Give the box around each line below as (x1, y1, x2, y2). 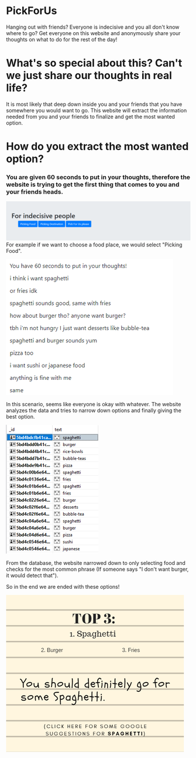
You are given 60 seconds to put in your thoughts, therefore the (6, 173, 191, 181)
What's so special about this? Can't (6, 57, 183, 70)
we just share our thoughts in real (6, 69, 173, 83)
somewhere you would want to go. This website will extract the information (6, 107, 187, 114)
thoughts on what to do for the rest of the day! (6, 36, 118, 43)
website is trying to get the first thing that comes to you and (6, 180, 180, 188)
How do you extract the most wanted (6, 140, 189, 153)
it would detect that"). (6, 572, 59, 579)
